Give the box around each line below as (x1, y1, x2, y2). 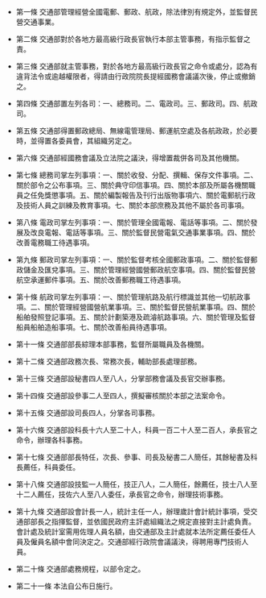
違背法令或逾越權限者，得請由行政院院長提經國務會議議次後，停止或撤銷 (15, 72, 256, 81)
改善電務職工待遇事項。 (15, 238, 94, 247)
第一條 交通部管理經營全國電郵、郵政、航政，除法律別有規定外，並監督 (15, 7, 251, 16)
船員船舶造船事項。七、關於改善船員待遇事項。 (15, 322, 171, 332)
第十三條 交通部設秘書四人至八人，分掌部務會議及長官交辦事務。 (15, 374, 230, 383)
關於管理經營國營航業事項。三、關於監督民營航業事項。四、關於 (43, 302, 256, 312)
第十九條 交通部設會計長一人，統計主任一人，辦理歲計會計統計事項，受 (15, 507, 251, 516)
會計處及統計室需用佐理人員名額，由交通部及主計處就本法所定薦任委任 (15, 527, 249, 536)
